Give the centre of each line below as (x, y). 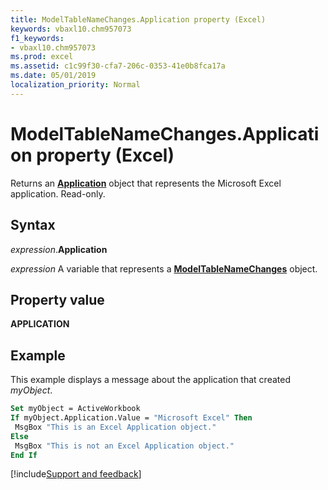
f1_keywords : (37, 38)
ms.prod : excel (42, 57)
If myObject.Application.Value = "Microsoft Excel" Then (131, 418)
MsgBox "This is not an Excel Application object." (124, 446)
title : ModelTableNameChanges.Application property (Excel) (138, 19)
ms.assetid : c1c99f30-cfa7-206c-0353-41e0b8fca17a (118, 66)
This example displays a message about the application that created (150, 380)
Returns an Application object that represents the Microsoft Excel (146, 183)
